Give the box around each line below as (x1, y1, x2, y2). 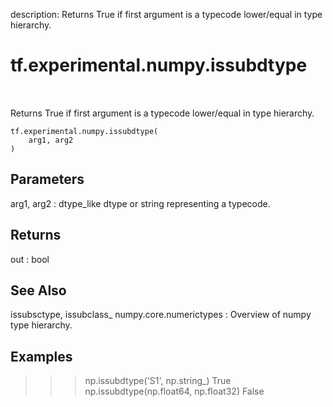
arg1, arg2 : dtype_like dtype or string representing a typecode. (10, 197, 271, 209)
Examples (10, 348, 73, 365)
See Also (10, 282, 67, 299)
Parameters (10, 171, 85, 188)
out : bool (10, 253, 50, 265)
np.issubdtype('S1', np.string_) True (84, 375, 232, 387)
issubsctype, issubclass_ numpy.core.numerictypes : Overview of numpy (10, 309, 312, 321)
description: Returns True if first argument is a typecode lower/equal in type (10, 9, 323, 20)
